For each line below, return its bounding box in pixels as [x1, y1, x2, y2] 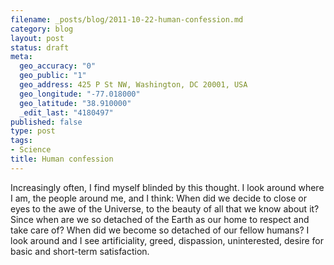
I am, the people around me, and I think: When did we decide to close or [10, 192, 307, 204]
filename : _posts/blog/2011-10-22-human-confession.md [10, 14, 244, 25]
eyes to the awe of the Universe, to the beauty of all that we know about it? [10, 202, 320, 215]
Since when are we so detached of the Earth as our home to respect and [10, 213, 310, 225]
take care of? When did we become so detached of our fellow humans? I [10, 224, 310, 236]
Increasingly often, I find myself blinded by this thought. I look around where [10, 181, 325, 193]
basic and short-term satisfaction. [10, 245, 150, 257]
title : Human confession [10, 154, 114, 164]
